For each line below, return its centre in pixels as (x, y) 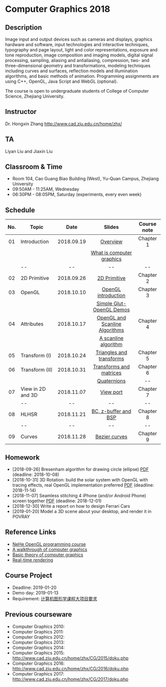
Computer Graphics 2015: (38, 653)
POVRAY (21, 517)
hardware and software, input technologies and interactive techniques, (77, 45)
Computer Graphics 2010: (39, 626)
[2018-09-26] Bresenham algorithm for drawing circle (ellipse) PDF (81, 470)
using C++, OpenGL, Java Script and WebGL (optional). (62, 81)
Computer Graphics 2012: (39, 637)
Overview (111, 242)
